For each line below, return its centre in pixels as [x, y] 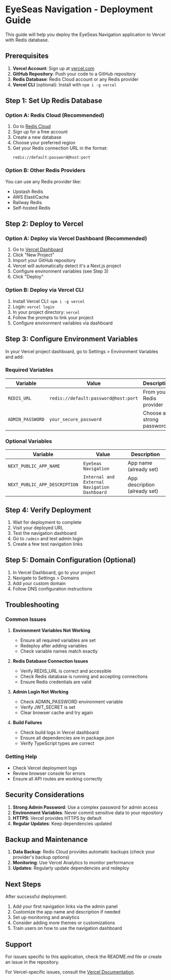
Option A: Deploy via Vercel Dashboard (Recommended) [76, 238]
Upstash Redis [28, 191]
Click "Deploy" [28, 277]
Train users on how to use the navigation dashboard [67, 928]
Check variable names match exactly [59, 651]
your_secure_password [75, 419]
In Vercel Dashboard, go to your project [54, 572]
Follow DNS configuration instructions [52, 589]
